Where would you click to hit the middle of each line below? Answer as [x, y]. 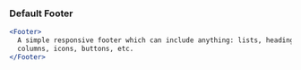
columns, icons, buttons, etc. [76, 49]
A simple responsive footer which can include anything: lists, [140, 40]
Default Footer [41, 13]
